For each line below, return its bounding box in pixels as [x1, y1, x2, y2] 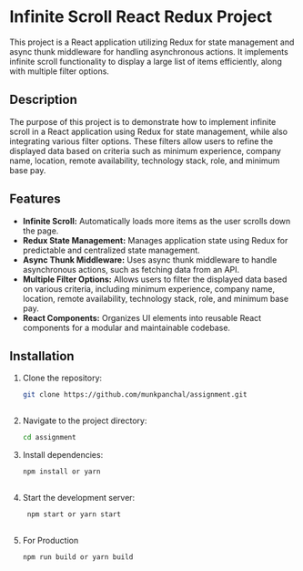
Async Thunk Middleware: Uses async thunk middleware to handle [22, 254, 278, 265]
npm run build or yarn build [22, 552, 134, 562]
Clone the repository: [22, 372, 103, 384]
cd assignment [22, 433, 76, 442]
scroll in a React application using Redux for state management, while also [9, 126, 288, 137]
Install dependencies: [22, 450, 104, 460]
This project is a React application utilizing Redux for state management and [9, 36, 295, 47]
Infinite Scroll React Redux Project [9, 6, 273, 27]
